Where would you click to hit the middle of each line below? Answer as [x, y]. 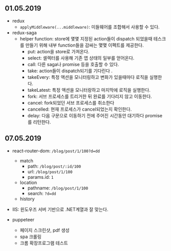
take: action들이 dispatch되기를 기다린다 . [70, 71]
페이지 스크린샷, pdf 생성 [45, 230]
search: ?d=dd [42, 193]
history [27, 199]
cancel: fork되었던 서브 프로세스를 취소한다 [71, 102]
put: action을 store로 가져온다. [58, 51]
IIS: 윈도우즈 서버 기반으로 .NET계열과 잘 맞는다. [60, 209]
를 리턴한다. [39, 122]
